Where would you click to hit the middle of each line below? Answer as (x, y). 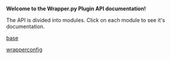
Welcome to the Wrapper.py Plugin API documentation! (76, 9)
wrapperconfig (24, 49)
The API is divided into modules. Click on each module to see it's (86, 20)
